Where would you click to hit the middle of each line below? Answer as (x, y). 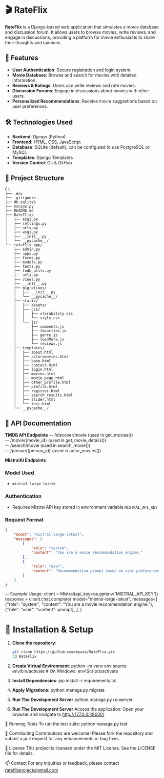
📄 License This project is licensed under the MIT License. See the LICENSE (81, 748)
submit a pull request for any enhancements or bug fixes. (62, 739)
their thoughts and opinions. (33, 42)
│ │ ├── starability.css (43, 314)
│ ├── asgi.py (21, 219)
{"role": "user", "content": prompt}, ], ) (43, 610)
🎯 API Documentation (38, 423)
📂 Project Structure (35, 178)
